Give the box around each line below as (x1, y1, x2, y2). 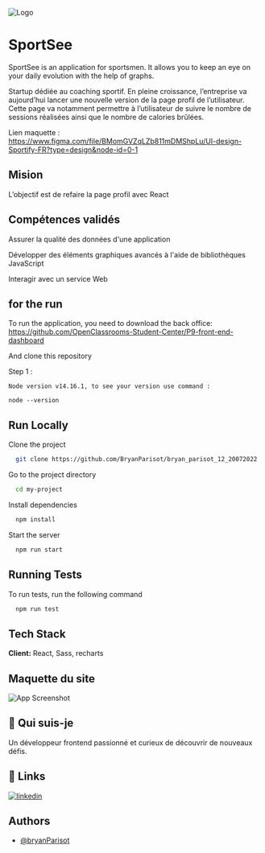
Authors (8, 814, 51, 828)
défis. (8, 746, 27, 756)
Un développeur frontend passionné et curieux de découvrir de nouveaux (8, 737, 253, 748)
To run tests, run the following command (8, 589, 143, 599)
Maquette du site (8, 672, 95, 686)
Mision (8, 168, 43, 182)
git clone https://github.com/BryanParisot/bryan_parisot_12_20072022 (15, 455, 258, 464)
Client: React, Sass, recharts (8, 649, 104, 658)
